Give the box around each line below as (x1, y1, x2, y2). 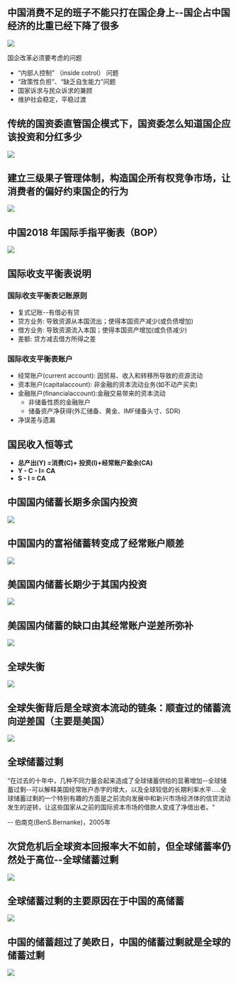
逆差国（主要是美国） (16, 715, 110, 727)
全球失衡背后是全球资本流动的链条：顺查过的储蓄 (7, 702, 222, 714)
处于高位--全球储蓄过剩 (16, 854, 119, 866)
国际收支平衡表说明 (7, 268, 91, 280)
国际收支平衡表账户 (7, 353, 73, 363)
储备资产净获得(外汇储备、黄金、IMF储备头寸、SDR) (28, 407, 181, 416)
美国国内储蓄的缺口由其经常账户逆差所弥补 (7, 619, 193, 632)
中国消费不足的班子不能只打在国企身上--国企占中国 (7, 6, 230, 19)
